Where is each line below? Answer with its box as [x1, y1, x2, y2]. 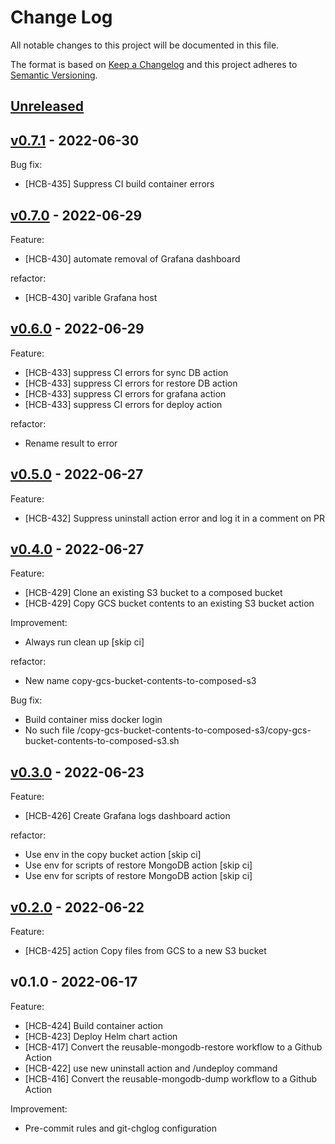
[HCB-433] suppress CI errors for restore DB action [24, 377, 238, 389]
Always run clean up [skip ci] [24, 636, 145, 648]
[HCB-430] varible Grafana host [24, 291, 158, 303]
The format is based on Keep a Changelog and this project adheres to [10, 58, 298, 70]
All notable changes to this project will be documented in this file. [10, 39, 280, 51]
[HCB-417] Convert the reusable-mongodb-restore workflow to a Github [24, 1041, 323, 1053]
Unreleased [10, 98, 85, 115]
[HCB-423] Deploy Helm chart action [24, 1030, 178, 1042]
